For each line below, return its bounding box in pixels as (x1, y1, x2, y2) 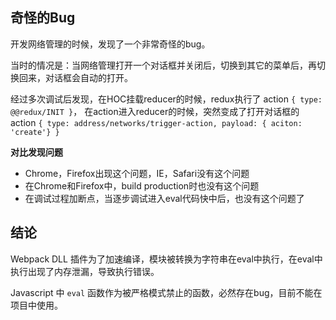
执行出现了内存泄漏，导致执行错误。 (10, 265, 160, 277)
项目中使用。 (10, 299, 63, 311)
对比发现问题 (10, 146, 63, 158)
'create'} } (10, 127, 60, 137)
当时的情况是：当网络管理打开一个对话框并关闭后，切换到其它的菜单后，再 (10, 59, 317, 71)
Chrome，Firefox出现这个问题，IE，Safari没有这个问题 (24, 167, 250, 179)
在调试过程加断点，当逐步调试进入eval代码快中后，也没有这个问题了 (24, 192, 305, 204)
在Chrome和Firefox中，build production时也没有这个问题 (24, 179, 260, 192)
